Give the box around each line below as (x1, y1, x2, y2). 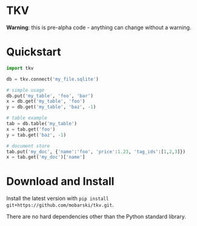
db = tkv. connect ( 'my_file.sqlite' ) (6, 76, 99, 82)
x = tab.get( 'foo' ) (6, 126, 56, 132)
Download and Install (6, 174, 115, 188)
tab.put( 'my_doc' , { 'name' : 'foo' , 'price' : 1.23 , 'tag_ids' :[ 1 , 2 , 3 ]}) (6, 148, 186, 155)
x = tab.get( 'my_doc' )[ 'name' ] (6, 154, 85, 160)
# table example (6, 115, 47, 122)
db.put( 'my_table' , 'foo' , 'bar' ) (6, 92, 94, 99)
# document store (6, 143, 50, 149)
